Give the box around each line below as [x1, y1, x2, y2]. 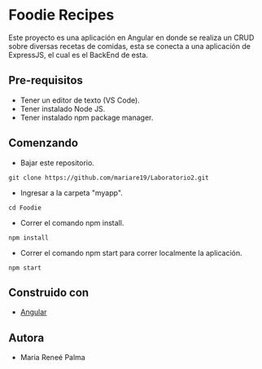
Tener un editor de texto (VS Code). [20, 95, 140, 105]
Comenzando [8, 136, 79, 150]
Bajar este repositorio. [20, 157, 95, 168]
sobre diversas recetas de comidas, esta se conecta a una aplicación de [8, 41, 251, 51]
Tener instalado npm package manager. [20, 112, 154, 122]
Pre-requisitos [8, 73, 84, 87]
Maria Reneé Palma [20, 353, 85, 362]
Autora [8, 331, 45, 345]
